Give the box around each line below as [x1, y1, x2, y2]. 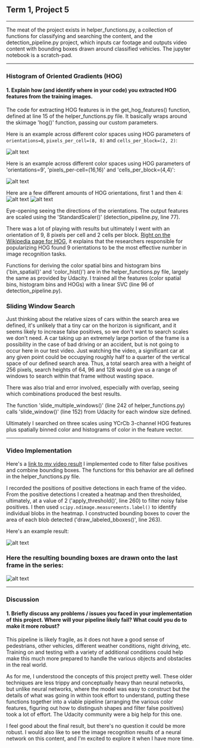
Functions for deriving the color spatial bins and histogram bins [6, 261, 161, 269]
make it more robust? [6, 622, 60, 630]
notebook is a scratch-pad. [6, 51, 73, 58]
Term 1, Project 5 [6, 5, 70, 15]
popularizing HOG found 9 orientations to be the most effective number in [6, 244, 187, 251]
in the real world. [6, 661, 48, 668]
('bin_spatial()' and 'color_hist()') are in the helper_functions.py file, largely [6, 268, 189, 275]
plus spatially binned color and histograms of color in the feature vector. [6, 426, 183, 434]
